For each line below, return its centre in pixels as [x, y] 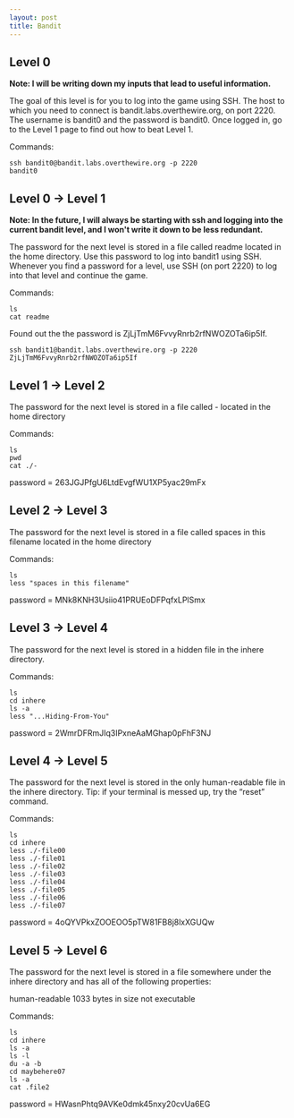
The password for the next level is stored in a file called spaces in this [138, 532]
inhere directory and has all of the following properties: [110, 982]
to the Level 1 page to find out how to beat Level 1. [101, 130]
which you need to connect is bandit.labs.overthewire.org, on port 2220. [143, 111]
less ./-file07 [38, 906]
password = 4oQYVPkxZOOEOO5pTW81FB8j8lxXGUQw [112, 922]
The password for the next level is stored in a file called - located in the [140, 406]
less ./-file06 [38, 898]
